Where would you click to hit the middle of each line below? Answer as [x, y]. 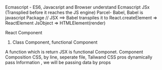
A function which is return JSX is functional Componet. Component [74, 52]
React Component [24, 33]
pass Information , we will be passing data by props [58, 62]
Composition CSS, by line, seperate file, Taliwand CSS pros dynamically [79, 57]
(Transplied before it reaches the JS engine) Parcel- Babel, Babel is [74, 12]
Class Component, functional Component [55, 42]
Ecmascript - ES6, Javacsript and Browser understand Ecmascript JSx [78, 7]
